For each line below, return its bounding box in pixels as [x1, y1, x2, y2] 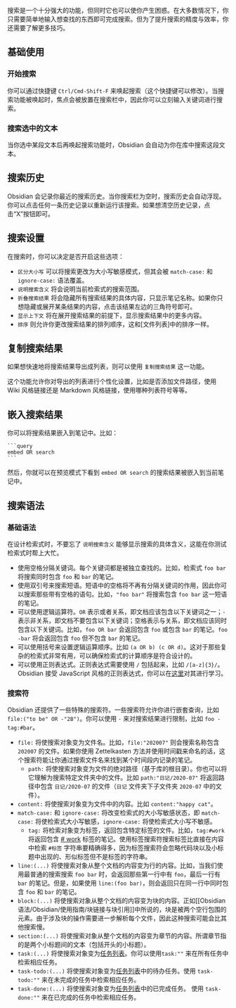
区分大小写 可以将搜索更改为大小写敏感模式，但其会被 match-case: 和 [17, 267, 213, 276]
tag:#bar [7, 725, 33, 732]
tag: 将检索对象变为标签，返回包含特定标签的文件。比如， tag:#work [27, 826, 225, 835]
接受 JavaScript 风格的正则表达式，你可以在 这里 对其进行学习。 [44, 669, 228, 677]
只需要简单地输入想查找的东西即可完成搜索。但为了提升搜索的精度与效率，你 [7, 15, 229, 23]
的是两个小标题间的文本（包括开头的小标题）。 [17, 940, 150, 949]
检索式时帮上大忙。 [7, 548, 63, 557]
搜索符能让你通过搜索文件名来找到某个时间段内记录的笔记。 [23, 755, 197, 765]
